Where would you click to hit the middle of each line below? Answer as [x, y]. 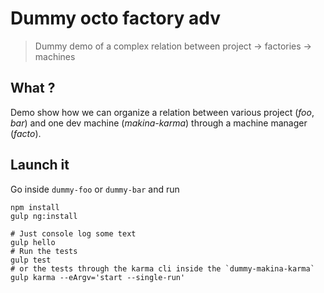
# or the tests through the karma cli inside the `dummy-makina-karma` [162, 268]
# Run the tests [44, 251]
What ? [33, 88]
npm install [35, 207]
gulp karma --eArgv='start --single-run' [98, 277]
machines [55, 56]
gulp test [31, 260]
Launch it [40, 165]
